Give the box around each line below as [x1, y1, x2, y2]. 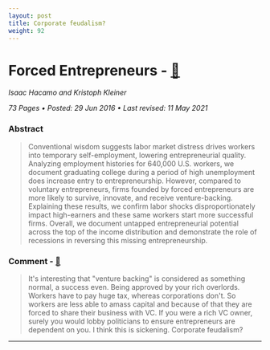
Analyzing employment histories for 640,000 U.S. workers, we [27, 158, 235, 169]
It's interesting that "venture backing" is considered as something [27, 274, 246, 283]
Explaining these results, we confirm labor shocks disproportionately [27, 201, 256, 211]
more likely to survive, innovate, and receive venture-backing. [27, 193, 233, 202]
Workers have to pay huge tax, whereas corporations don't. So [27, 291, 236, 300]
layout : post [8, 11, 52, 20]
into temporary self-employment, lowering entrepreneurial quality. [27, 150, 247, 160]
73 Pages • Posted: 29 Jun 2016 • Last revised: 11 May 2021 [8, 104, 208, 113]
